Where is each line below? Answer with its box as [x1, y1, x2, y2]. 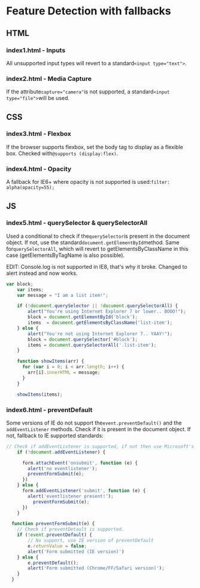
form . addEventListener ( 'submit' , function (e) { [22, 488, 146, 494]
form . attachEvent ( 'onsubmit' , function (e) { [22, 460, 138, 466]
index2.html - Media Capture [6, 74, 92, 83]
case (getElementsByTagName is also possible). [6, 251, 125, 259]
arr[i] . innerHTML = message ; [28, 369, 101, 375]
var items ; [17, 286, 44, 293]
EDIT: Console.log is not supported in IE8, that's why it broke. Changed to [6, 263, 187, 270]
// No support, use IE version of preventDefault [28, 538, 154, 544]
